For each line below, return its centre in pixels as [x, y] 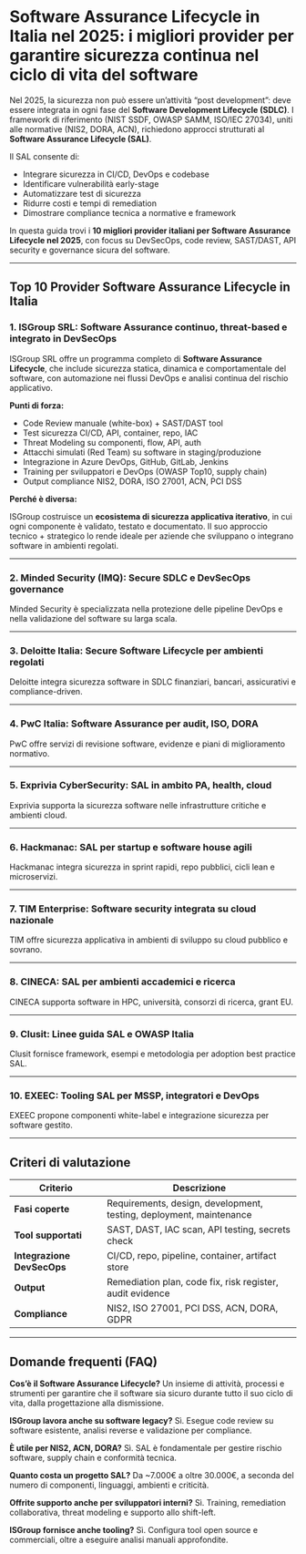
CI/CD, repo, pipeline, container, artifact [191, 1256]
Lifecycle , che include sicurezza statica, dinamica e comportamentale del [148, 368]
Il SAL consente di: [45, 156]
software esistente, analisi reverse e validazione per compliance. [131, 1430]
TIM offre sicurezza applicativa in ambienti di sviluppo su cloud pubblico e [149, 940]
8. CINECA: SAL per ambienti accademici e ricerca [122, 982]
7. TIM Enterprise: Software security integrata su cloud [133, 909]
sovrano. [26, 950]
